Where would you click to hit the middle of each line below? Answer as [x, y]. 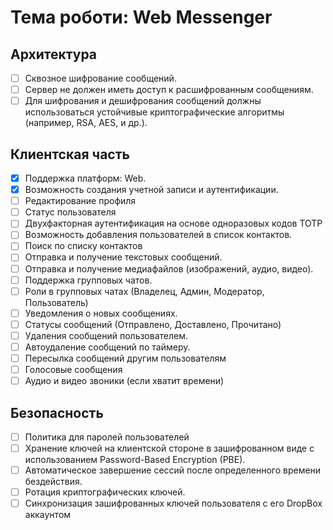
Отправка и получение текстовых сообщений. [123, 257]
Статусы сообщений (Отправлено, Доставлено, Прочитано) [153, 324]
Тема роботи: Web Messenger [141, 17]
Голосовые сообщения [73, 369]
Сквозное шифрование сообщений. [100, 78]
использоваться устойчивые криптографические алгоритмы [154, 112]
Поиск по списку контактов [83, 246]
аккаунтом [48, 515]
